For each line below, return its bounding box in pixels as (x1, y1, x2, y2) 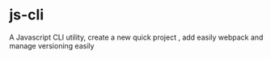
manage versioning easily (9, 40, 95, 50)
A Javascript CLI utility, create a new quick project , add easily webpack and (9, 32, 264, 42)
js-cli (9, 6, 44, 24)
